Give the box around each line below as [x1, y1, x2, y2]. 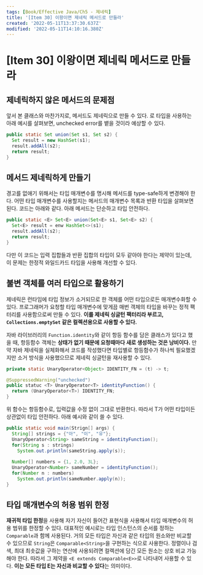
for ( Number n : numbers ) [12, 470, 75, 476]
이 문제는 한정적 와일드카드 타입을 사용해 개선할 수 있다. [6, 259, 138, 266]
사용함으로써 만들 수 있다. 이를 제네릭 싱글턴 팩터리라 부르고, [22, 310, 164, 318]
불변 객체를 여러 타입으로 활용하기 [6, 278, 124, 288]
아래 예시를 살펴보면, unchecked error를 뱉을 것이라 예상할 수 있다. [6, 119, 165, 127]
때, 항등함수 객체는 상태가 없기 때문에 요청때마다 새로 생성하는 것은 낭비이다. [12, 339, 191, 346]
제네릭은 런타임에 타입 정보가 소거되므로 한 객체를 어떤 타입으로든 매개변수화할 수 [6, 295, 198, 303]
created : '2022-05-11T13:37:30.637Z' [6, 20, 102, 26]
